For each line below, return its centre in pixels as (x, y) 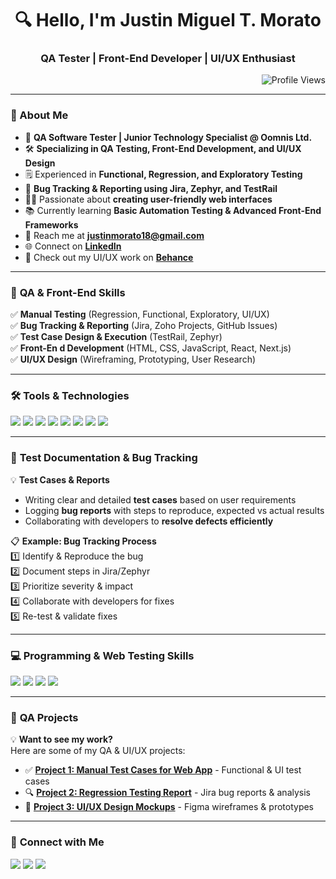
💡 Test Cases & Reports (60, 479)
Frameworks (51, 224)
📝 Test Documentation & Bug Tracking (104, 458)
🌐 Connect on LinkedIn (73, 246)
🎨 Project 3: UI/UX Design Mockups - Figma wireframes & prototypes (169, 807)
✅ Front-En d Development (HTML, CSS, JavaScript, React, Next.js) (151, 348)
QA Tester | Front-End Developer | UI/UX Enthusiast (168, 59)
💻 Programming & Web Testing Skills (102, 655)
